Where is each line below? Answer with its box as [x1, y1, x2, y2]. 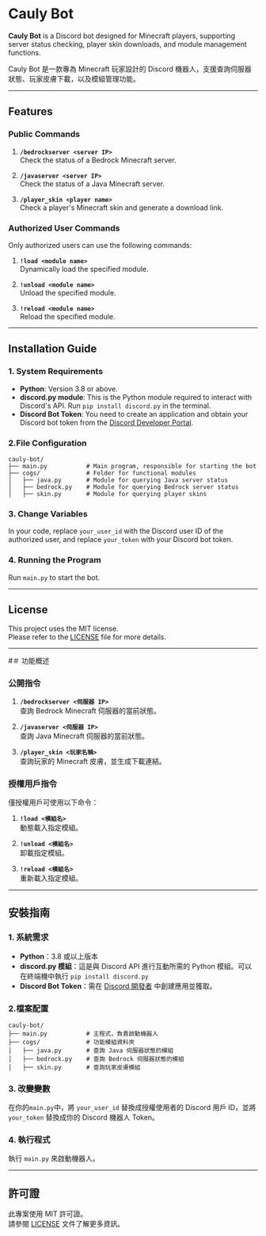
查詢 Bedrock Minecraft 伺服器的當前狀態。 [19, 706, 161, 715]
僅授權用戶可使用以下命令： [8, 797, 99, 807]
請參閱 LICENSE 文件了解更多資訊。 [8, 1219, 125, 1229]
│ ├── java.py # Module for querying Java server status [8, 476, 228, 484]
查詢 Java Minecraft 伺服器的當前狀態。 [19, 731, 149, 741]
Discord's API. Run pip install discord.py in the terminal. [19, 401, 211, 410]
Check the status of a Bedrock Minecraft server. [19, 155, 177, 165]
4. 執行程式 [8, 1135, 51, 1146]
